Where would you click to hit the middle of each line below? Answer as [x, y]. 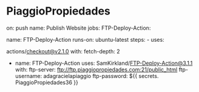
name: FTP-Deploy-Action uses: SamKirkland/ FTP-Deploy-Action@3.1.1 [104, 63]
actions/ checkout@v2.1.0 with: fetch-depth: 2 [63, 51]
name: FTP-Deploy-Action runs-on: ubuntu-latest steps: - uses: [86, 39]
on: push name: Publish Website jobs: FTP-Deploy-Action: [79, 28]
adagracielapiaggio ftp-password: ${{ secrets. [101, 76]
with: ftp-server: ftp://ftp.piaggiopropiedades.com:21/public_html [96, 69]
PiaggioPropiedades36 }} [47, 82]
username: [29, 76]
